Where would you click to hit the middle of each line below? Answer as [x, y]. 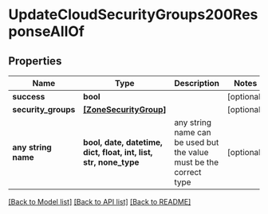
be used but [197, 142]
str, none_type [111, 162]
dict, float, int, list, [118, 152]
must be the [197, 162]
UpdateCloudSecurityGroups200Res [133, 15]
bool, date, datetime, [123, 142]
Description [197, 83]
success [29, 97]
